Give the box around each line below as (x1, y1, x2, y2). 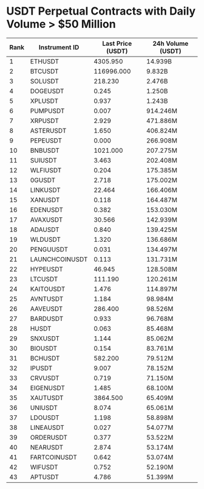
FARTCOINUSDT (30, 452, 77, 461)
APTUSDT (30, 473, 59, 481)
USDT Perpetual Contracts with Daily (6, 4, 196, 18)
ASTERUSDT (30, 126, 67, 135)
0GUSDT (30, 175, 56, 184)
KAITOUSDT (30, 284, 66, 293)
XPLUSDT (30, 96, 59, 105)
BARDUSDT (30, 314, 64, 323)
